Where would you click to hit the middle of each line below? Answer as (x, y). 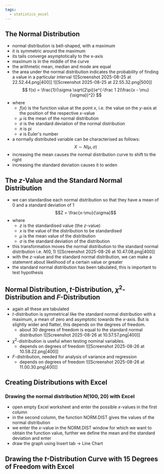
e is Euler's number (39, 134)
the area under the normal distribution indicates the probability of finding (85, 72)
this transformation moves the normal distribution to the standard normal (85, 247)
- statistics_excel (29, 14)
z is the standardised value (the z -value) (60, 225)
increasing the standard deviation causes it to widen (65, 165)
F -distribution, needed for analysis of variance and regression (74, 356)
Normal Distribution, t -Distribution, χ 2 (64, 289)
